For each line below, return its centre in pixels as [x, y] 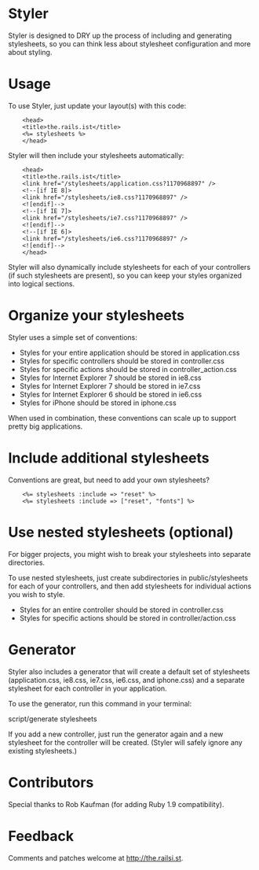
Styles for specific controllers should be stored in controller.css [122, 361]
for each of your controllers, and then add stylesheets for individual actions [130, 586]
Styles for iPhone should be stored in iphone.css [98, 403]
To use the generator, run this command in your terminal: [100, 703]
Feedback [41, 836]
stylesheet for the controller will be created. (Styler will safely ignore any [126, 742]
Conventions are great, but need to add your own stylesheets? [109, 480]
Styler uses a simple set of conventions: [73, 337]
